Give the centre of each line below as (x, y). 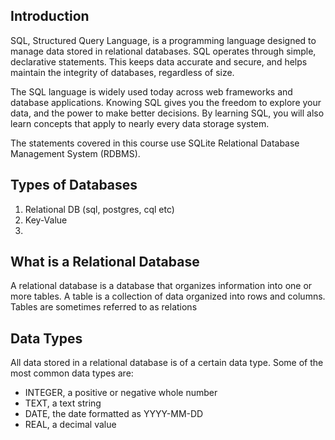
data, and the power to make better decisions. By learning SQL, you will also (167, 113)
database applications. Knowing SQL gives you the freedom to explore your (166, 102)
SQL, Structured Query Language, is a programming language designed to (163, 40)
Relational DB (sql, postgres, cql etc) (99, 209)
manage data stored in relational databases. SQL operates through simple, (163, 51)
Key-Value (46, 220)
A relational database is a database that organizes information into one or (161, 286)
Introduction (50, 16)
